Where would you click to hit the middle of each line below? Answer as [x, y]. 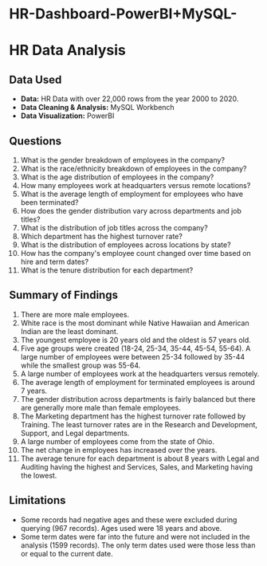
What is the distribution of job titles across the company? [114, 228]
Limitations [37, 500]
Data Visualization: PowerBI [67, 116]
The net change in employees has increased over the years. [119, 450]
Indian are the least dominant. [69, 331]
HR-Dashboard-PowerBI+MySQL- [123, 14]
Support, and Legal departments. [75, 433]
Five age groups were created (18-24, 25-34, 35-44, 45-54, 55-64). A [135, 348]
